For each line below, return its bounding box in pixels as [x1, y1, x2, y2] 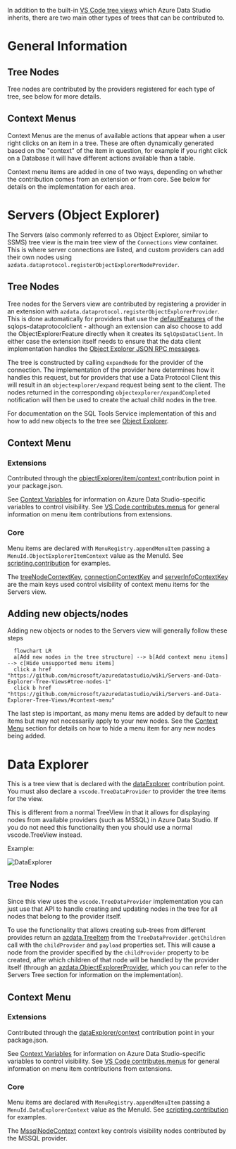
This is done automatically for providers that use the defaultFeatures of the [7, 314, 225, 323]
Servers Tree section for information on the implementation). [7, 971, 183, 979]
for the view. [7, 795, 44, 803]
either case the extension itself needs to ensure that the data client [7, 337, 201, 345]
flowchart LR [13, 647, 52, 654]
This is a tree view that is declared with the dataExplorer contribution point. [7, 780, 225, 788]
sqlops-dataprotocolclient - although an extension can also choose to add [7, 322, 223, 330]
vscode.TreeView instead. [7, 831, 82, 839]
